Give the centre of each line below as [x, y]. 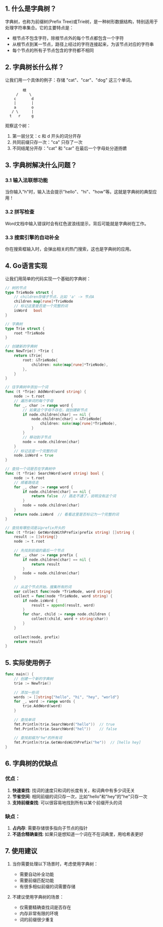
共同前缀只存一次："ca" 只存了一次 [47, 142]
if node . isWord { [40, 601]
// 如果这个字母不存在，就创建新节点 [55, 410]
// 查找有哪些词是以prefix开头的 [35, 528]
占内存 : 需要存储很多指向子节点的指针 [50, 828]
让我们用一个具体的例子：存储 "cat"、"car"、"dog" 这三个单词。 [70, 80]
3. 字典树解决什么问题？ [41, 165]
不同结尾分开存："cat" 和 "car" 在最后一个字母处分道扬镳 [70, 148]
